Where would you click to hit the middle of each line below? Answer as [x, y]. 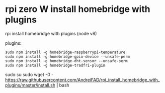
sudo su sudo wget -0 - [29, 74]
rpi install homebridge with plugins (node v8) [51, 33]
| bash [63, 85]
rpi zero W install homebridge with [78, 9]
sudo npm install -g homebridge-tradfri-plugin [55, 65]
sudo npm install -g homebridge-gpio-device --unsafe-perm [68, 56]
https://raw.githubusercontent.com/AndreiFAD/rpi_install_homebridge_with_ [82, 80]
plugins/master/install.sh [30, 85]
